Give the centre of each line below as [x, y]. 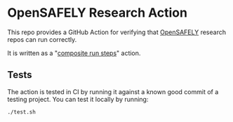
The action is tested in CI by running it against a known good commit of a [113, 91]
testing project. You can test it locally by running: [78, 99]
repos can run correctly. [42, 39]
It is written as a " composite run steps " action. [74, 53]
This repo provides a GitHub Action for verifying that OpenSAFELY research [117, 32]
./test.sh [22, 112]
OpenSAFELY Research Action [98, 13]
